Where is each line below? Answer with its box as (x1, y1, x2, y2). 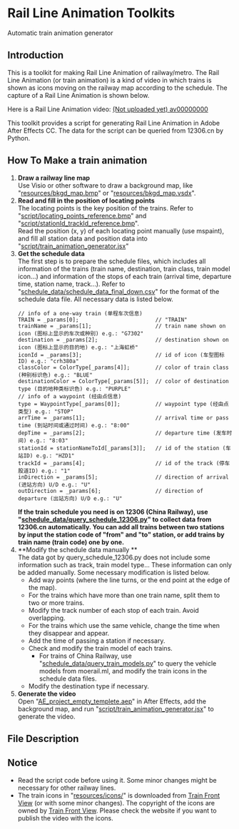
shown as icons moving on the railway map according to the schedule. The (7, 83, 228, 92)
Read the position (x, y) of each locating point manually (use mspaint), (17, 226, 225, 235)
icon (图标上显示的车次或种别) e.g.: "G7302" (17, 330, 144, 337)
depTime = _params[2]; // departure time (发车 (17, 429, 227, 437)
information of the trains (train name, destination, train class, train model (17, 264, 230, 273)
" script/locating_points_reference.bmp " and (17, 211, 147, 220)
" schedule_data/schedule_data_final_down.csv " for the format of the (17, 287, 220, 295)
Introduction (7, 49, 64, 61)
